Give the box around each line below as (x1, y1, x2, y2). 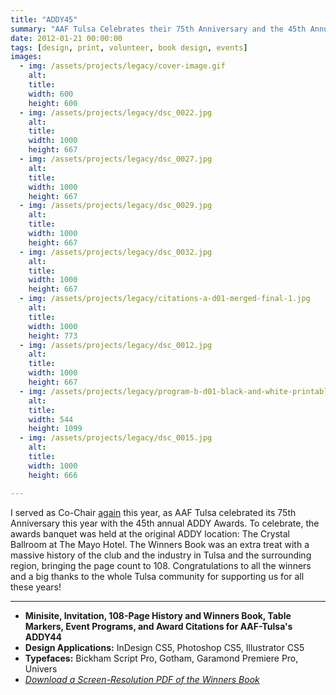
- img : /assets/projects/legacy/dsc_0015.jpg (19, 433, 213, 443)
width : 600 (28, 89, 74, 99)
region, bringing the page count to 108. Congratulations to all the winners (10, 559, 312, 571)
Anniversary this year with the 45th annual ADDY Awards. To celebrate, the (10, 517, 320, 529)
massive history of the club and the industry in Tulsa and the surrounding (10, 549, 312, 561)
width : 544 (28, 414, 74, 425)
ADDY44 (24, 631, 63, 643)
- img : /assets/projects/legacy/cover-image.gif (19, 61, 226, 71)
